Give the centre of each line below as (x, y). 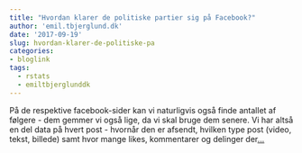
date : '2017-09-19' (46, 34)
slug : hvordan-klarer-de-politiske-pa (82, 43)
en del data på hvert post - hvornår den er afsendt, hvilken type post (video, (151, 129)
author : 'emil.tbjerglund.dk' (66, 26)
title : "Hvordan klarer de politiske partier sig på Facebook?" (133, 18)
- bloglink (30, 59)
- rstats (34, 76)
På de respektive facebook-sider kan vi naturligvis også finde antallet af (143, 110)
